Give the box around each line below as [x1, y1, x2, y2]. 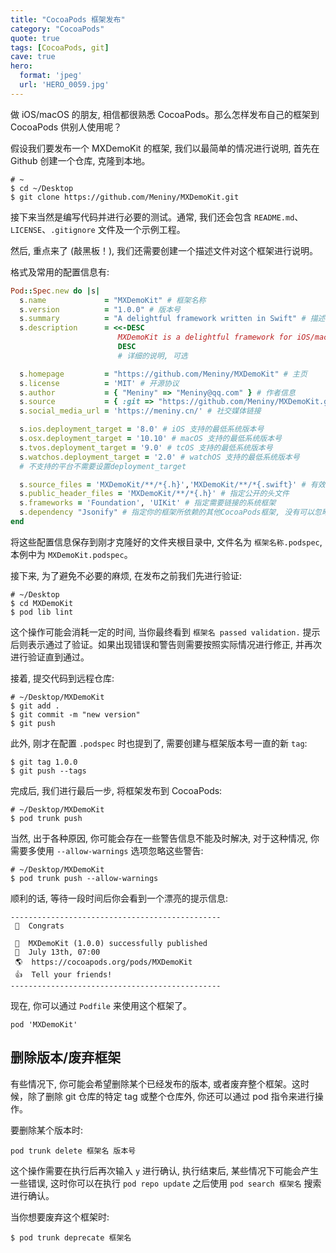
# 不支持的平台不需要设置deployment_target [19, 461, 187, 471]
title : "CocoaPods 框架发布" [10, 14, 126, 25]
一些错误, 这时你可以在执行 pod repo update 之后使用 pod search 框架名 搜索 [10, 1177, 322, 1189]
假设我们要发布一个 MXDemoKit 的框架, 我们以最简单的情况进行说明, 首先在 [10, 142, 320, 154]
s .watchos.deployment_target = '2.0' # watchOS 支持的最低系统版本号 [19, 452, 300, 462]
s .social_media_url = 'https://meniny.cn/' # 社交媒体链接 [19, 406, 262, 416]
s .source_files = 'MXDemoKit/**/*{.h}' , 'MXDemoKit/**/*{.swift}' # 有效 [19, 479, 326, 490]
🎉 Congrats [14, 921, 65, 931]
